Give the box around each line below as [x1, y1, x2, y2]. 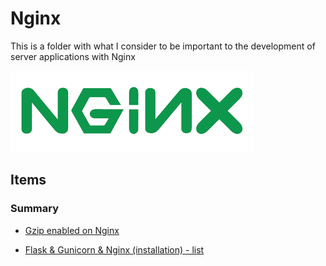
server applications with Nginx [10, 50, 136, 62]
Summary [10, 202, 60, 216]
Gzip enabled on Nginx [24, 224, 120, 236]
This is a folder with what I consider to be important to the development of [10, 40, 316, 52]
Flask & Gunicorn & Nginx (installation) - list [24, 243, 205, 256]
